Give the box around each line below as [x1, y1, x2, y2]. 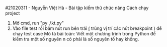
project [5, 10, 20, 16]
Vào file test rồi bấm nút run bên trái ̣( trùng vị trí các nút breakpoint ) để [12, 25, 162, 31]
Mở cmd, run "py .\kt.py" [12, 20, 64, 26]
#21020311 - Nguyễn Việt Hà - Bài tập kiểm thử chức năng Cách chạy [5, 5, 149, 11]
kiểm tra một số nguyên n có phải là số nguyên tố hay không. [12, 36, 139, 42]
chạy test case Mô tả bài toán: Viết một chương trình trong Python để [12, 31, 156, 36]
